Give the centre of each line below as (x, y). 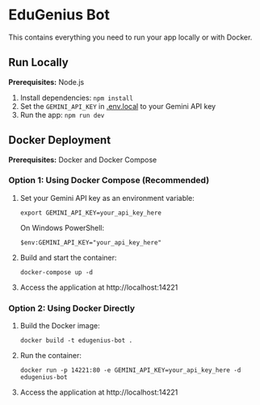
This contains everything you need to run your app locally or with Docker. (130, 37)
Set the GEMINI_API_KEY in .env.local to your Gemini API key (118, 106)
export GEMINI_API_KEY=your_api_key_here (90, 213)
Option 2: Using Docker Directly (72, 308)
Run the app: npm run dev (62, 115)
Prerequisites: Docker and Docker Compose (83, 160)
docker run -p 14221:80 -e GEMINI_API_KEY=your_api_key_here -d (130, 370)
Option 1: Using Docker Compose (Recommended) (109, 181)
